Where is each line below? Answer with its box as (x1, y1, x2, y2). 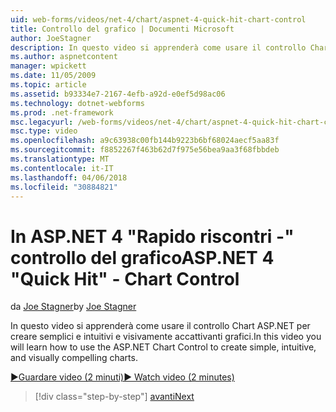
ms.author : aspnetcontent (10, 52, 118, 62)
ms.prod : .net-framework (10, 107, 114, 118)
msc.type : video (10, 126, 78, 136)
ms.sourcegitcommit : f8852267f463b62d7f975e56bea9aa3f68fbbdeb (10, 145, 280, 155)
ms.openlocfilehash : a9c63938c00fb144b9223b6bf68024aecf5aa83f (10, 136, 280, 146)
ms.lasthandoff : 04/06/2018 (10, 172, 128, 183)
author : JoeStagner (10, 33, 92, 43)
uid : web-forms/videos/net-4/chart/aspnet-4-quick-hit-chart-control (10, 14, 307, 25)
